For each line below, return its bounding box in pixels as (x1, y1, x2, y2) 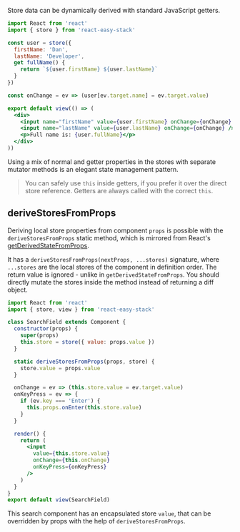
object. (7, 285, 29, 294)
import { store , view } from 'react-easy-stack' (7, 306, 155, 313)
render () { (14, 430, 46, 437)
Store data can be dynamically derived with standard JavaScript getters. (7, 6, 221, 14)
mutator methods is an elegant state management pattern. (7, 165, 179, 173)
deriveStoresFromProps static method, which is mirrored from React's (7, 233, 211, 242)
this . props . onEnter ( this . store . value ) (26, 404, 142, 411)
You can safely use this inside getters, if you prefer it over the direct (24, 178, 227, 188)
